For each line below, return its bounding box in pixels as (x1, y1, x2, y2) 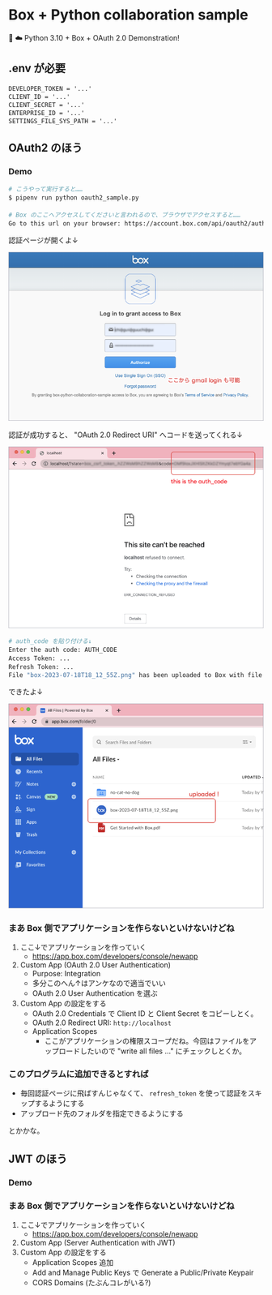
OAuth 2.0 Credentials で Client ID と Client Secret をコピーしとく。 (32, 1009, 258, 1018)
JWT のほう (8, 1151, 68, 1165)
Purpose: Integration (32, 969, 101, 979)
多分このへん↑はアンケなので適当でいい (32, 979, 166, 988)
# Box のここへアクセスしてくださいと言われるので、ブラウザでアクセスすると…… (8, 211, 241, 220)
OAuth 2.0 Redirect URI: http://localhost (32, 1018, 172, 1027)
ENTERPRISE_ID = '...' (8, 109, 85, 117)
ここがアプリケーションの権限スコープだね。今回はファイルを (44, 1036, 250, 1046)
